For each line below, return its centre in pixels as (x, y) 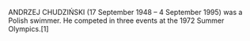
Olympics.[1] (28, 29)
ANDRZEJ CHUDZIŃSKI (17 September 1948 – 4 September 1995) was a (125, 12)
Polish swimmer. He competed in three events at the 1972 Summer (116, 20)
